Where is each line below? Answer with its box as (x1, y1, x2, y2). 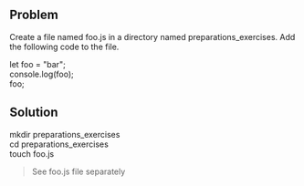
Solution (9, 105, 58, 120)
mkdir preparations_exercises (9, 129, 121, 139)
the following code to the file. (9, 41, 120, 52)
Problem (9, 7, 59, 23)
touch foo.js (9, 148, 55, 159)
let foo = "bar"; (9, 58, 66, 69)
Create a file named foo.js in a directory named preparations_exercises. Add (9, 31, 296, 42)
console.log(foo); (9, 68, 75, 79)
